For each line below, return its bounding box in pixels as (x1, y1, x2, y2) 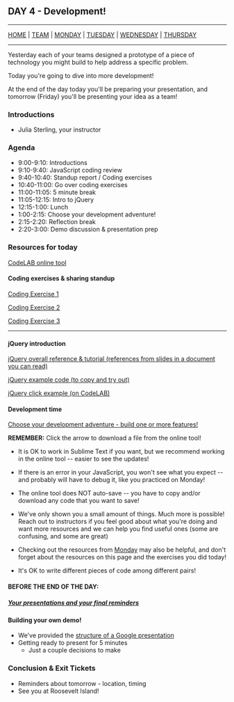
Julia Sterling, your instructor (17, 125, 101, 134)
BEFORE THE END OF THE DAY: (8, 582, 99, 591)
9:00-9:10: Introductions (17, 159, 87, 167)
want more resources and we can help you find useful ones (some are (17, 525, 219, 533)
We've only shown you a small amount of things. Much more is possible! (17, 510, 225, 518)
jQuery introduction (8, 339, 66, 347)
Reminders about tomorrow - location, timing (17, 679, 147, 687)
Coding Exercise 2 (8, 303, 60, 312)
